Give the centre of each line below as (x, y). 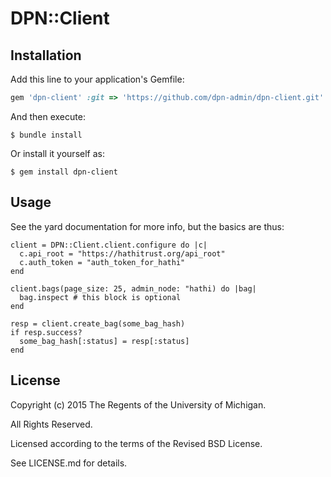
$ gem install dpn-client (64, 172)
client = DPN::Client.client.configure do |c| (109, 245)
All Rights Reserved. (51, 424)
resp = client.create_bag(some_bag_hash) (98, 323)
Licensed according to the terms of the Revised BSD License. (136, 443)
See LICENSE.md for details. (69, 463)
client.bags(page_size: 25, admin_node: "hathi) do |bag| (133, 288)
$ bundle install (46, 135)
